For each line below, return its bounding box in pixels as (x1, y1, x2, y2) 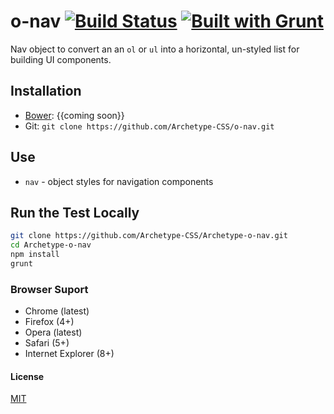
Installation (10, 83, 82, 100)
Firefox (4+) (24, 316, 75, 328)
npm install (10, 250, 60, 260)
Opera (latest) (24, 326, 83, 339)
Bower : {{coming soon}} (24, 109, 125, 121)
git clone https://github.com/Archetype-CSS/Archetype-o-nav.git (10, 231, 288, 241)
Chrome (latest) (24, 305, 90, 317)
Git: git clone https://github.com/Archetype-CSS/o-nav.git (24, 120, 275, 132)
